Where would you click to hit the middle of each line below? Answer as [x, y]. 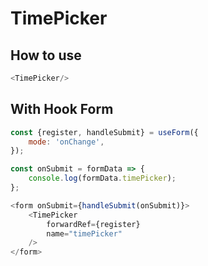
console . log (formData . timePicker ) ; [102, 178]
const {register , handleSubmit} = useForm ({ [104, 132]
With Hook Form [62, 109]
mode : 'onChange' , [66, 142]
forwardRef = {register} [93, 224]
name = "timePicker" [84, 233]
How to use [46, 55]
